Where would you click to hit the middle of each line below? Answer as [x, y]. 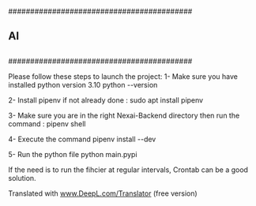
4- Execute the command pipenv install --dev [82, 139]
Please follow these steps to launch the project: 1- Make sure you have [123, 76]
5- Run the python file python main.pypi [73, 154]
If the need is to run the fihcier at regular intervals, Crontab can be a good [128, 170]
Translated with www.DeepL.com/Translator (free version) [103, 193]
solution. [23, 178]
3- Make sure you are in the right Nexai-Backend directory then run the [124, 115]
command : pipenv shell [47, 124]
